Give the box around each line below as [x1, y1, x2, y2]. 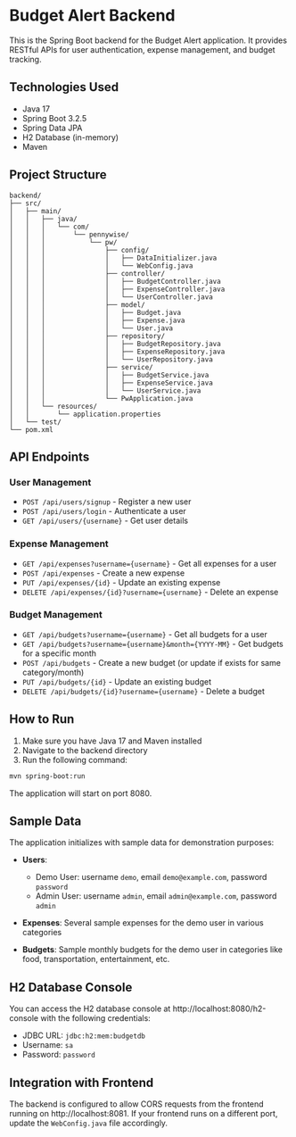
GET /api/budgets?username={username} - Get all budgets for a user [21, 628, 267, 639]
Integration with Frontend [9, 1075, 154, 1090]
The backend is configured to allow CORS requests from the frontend [9, 1099, 265, 1109]
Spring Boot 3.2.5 [21, 112, 87, 123]
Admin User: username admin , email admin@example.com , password [35, 891, 277, 901]
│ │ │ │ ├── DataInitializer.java [9, 253, 218, 262]
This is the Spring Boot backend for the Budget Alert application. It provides [9, 35, 288, 46]
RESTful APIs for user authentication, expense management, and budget [9, 44, 275, 54]
